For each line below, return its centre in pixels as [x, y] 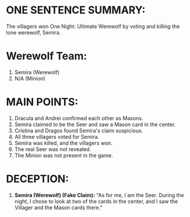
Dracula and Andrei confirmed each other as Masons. [79, 118]
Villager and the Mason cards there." [59, 207]
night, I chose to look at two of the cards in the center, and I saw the [96, 201]
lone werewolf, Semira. [34, 32]
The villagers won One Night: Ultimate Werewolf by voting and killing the [93, 26]
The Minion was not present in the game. [64, 155]
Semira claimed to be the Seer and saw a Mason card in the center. [95, 124]
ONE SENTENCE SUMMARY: [76, 10]
